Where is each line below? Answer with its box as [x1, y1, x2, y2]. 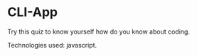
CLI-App [7, 4, 58, 20]
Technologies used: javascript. [7, 41, 97, 49]
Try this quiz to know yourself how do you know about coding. [7, 27, 191, 36]
